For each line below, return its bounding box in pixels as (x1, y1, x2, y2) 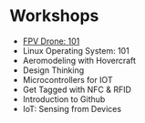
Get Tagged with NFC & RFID (22, 84, 132, 95)
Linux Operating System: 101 (22, 45, 129, 56)
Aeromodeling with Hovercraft (22, 55, 137, 66)
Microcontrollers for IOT (22, 74, 113, 85)
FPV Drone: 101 (22, 36, 80, 46)
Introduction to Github (22, 93, 106, 105)
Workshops (9, 5, 99, 26)
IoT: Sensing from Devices (22, 103, 121, 114)
